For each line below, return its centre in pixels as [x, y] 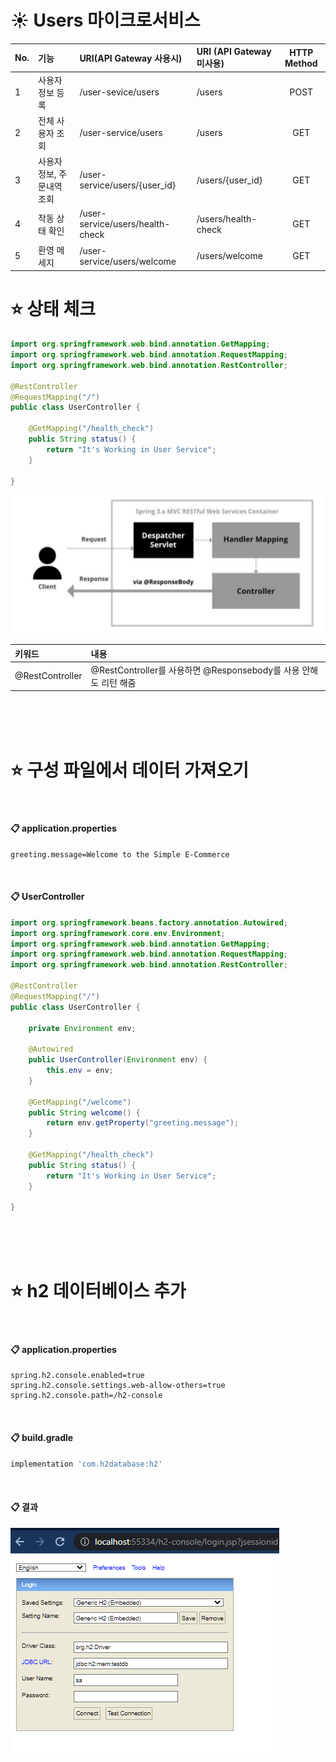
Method [301, 63]
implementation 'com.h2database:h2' [86, 1464]
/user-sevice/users [119, 92]
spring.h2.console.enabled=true [77, 1376]
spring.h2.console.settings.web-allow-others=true [118, 1386]
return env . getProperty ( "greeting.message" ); [143, 1123]
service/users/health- [125, 224]
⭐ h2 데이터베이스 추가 [98, 1291]
